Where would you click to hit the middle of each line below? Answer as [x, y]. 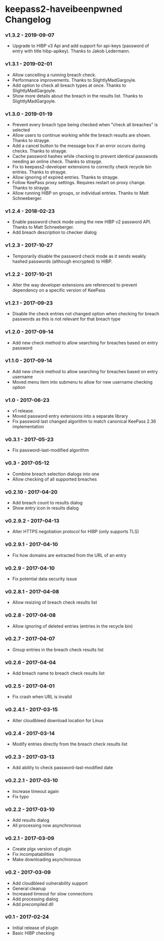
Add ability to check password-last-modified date [63, 768]
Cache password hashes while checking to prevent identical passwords [85, 156]
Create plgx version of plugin [42, 849]
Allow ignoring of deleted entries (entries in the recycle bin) [72, 626]
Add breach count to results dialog [47, 503]
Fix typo [20, 796]
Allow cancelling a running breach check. [54, 75]
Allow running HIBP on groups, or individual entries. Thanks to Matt [80, 193]
